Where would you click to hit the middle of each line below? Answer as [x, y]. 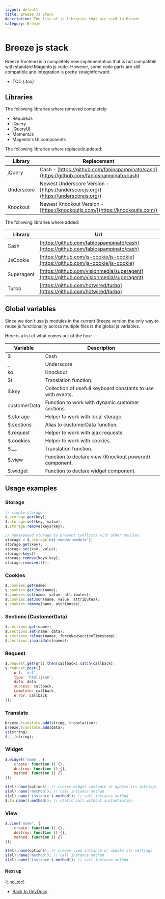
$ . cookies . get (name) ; [27, 586]
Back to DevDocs [30, 892]
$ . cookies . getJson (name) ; [31, 590]
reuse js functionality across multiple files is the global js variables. [73, 326]
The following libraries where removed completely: [56, 109]
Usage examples [31, 488]
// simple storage [24, 513]
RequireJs [22, 118]
